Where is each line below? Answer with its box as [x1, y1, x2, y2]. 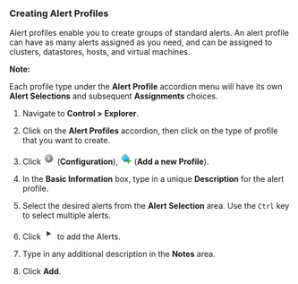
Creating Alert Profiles [9, 7, 109, 20]
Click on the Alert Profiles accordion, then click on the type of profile [21, 125, 278, 136]
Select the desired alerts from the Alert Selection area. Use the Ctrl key [21, 201, 290, 211]
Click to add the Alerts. [21, 231, 121, 242]
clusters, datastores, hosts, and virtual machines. [9, 47, 191, 57]
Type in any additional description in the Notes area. [21, 249, 217, 260]
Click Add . [21, 266, 62, 277]
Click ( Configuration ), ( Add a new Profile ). [21, 156, 209, 168]
